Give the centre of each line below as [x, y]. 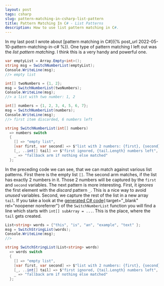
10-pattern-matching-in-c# [32, 47]
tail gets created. [23, 216]
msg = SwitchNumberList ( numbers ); [40, 110]
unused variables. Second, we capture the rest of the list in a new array [77, 195]
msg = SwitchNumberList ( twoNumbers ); [43, 88]
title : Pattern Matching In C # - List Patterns [54, 23]
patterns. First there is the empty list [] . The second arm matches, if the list [81, 174]
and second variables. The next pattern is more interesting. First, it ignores [79, 185]
